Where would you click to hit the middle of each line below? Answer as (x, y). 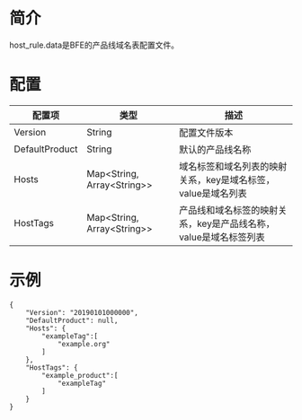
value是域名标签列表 (222, 237)
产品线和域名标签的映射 (228, 210)
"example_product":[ (80, 375)
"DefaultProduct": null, (72, 320)
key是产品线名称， (236, 223)
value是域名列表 (213, 193)
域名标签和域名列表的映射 (233, 166)
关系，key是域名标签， (227, 179)
